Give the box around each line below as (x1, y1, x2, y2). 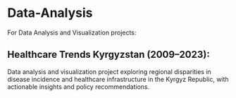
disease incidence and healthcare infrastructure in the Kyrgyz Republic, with (7, 75, 229, 83)
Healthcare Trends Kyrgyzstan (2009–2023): (7, 49, 210, 61)
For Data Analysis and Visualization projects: (7, 28, 137, 37)
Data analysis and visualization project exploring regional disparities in (7, 67, 211, 75)
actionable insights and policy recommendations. (7, 82, 150, 91)
